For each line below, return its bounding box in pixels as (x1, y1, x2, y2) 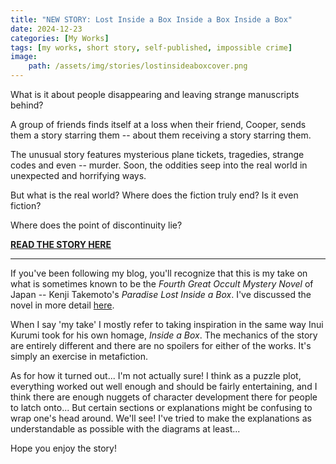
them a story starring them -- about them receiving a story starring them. (10, 129, 312, 141)
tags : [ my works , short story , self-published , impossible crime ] (10, 42, 293, 53)
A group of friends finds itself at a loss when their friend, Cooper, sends (10, 119, 307, 130)
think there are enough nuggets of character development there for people (10, 391, 318, 403)
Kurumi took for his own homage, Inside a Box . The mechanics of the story (10, 329, 318, 341)
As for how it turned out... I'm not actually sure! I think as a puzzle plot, (10, 370, 302, 381)
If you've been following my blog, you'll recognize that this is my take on (10, 267, 308, 279)
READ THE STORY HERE (10, 239, 112, 250)
